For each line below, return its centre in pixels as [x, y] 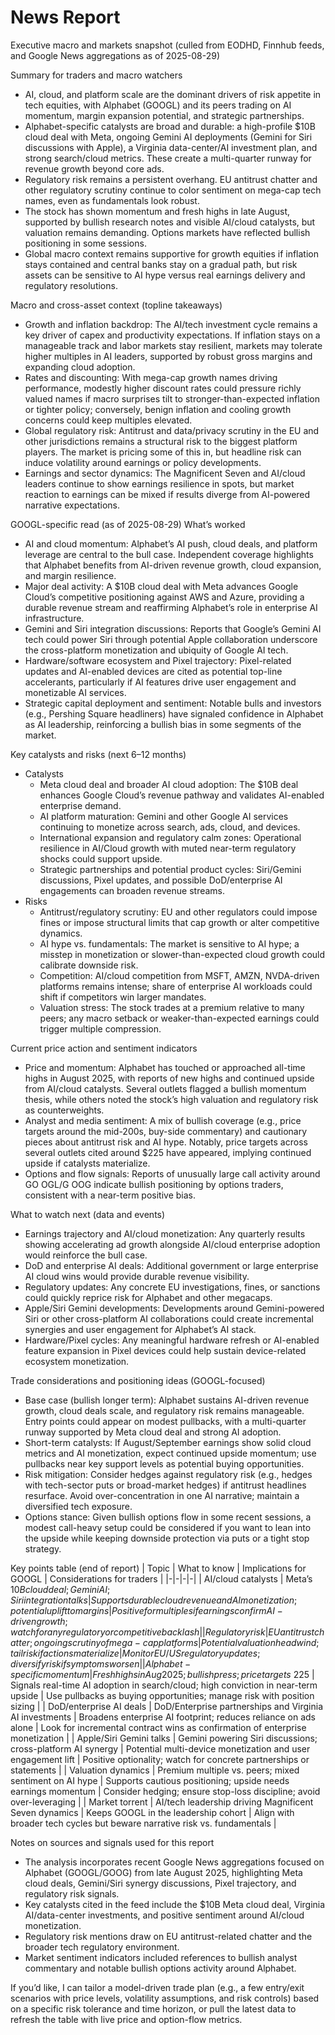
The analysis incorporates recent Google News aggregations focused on [174, 1862]
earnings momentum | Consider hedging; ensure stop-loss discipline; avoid [165, 1791]
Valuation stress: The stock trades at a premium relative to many [172, 1007]
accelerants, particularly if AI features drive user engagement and [160, 682]
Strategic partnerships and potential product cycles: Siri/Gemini [170, 869]
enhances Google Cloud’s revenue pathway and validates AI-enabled [182, 795]
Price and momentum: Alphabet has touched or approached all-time [165, 1067]
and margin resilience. [70, 575]
